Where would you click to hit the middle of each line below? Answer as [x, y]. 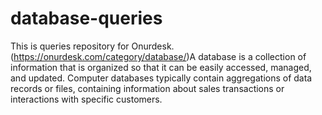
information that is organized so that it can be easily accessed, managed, [161, 67]
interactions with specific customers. [86, 99]
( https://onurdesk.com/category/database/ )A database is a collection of [158, 56]
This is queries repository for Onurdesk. [92, 46]
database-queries [86, 18]
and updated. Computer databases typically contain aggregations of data [161, 78]
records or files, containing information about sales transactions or [147, 88]
